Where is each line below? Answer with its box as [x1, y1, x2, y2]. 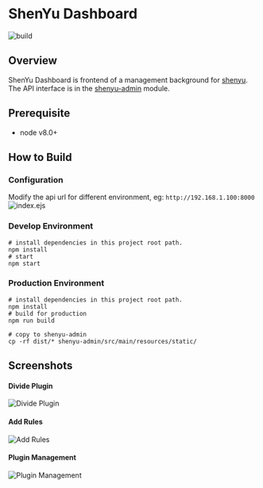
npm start [8, 259, 41, 267]
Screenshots [8, 359, 73, 373]
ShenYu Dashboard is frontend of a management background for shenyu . [8, 75, 248, 84]
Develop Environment [8, 221, 94, 232]
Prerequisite [8, 106, 71, 120]
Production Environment [8, 278, 105, 289]
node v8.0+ [19, 128, 58, 137]
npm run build [8, 317, 56, 325]
